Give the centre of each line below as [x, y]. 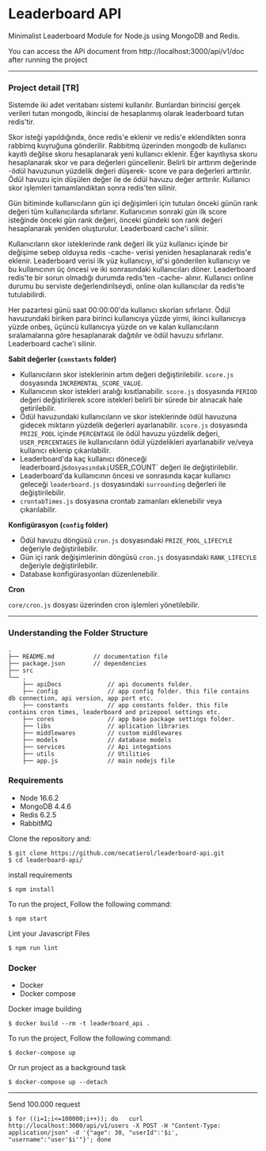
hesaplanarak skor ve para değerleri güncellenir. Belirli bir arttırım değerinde [133, 163]
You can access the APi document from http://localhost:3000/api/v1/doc [126, 51]
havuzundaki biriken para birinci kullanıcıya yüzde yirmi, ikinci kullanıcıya [127, 319]
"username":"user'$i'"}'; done [60, 1140]
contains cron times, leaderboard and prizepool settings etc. [115, 712]
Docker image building [45, 1009]
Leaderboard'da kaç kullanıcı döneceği [83, 459]
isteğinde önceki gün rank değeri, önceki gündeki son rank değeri [116, 220]
